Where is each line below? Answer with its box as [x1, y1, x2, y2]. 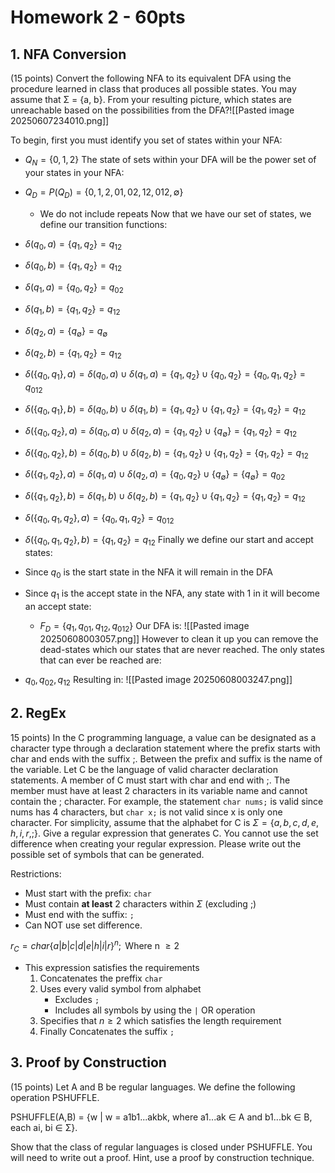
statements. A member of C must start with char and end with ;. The [10, 774, 291, 786]
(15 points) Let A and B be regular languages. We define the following [10, 1081, 296, 1093]
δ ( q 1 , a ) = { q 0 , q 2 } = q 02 [24, 281, 124, 295]
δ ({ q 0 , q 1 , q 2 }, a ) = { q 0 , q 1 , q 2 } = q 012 [24, 511, 175, 526]
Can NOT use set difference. [24, 919, 143, 931]
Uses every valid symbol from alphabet [39, 983, 202, 995]
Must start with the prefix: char [24, 887, 152, 899]
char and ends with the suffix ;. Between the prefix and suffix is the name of [10, 752, 323, 765]
